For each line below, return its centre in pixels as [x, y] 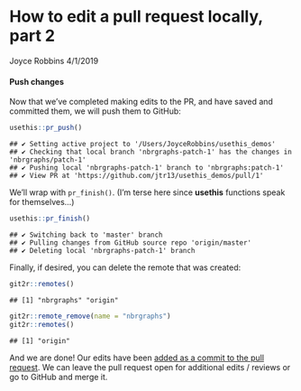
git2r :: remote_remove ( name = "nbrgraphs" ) [90, 316]
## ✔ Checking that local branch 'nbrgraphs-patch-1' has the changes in [151, 152]
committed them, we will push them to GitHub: [96, 111]
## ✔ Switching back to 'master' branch [87, 235]
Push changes [37, 81]
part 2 [32, 36]
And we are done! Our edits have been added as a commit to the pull [137, 358]
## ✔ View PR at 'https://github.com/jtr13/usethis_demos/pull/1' [137, 176]
